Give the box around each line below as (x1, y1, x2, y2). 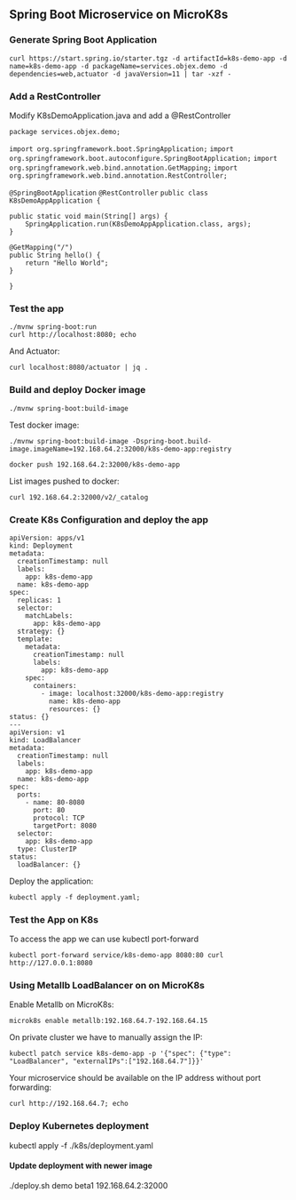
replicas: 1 (17, 596, 62, 604)
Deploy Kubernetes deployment (9, 1120, 149, 1132)
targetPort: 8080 (32, 821, 97, 830)
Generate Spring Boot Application (9, 34, 158, 46)
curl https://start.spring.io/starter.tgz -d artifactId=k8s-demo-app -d (9, 53, 288, 63)
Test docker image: (9, 420, 80, 430)
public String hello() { (9, 251, 101, 260)
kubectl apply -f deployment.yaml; (9, 892, 141, 901)
